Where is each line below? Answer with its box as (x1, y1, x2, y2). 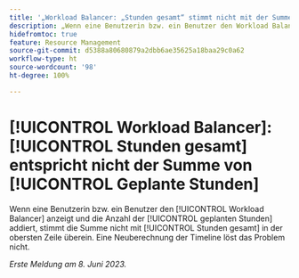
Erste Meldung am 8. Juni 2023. (9, 258, 127, 269)
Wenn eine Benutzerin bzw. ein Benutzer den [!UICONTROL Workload (9, 203, 264, 214)
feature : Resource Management (9, 37, 122, 47)
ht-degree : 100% (9, 71, 69, 80)
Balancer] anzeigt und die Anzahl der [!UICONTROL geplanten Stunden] (9, 213, 273, 224)
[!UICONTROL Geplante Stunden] (9, 174, 260, 194)
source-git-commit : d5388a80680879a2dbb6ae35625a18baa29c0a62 (9, 46, 245, 55)
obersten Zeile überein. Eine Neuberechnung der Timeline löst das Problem (9, 232, 286, 242)
